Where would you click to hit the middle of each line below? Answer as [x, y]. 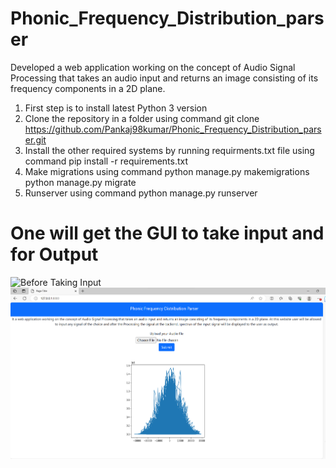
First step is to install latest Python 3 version [116, 108]
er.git [35, 139]
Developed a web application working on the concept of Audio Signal [153, 67]
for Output [54, 254]
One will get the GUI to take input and [167, 233]
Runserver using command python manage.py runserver [141, 193]
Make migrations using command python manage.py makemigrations [167, 171]
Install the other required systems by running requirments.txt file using [169, 150]
